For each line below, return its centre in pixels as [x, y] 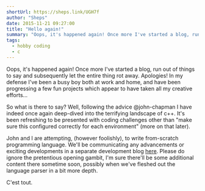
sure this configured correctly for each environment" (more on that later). [98, 126]
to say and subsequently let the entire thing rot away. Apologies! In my [95, 75]
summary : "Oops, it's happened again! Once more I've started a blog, [98, 35]
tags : [13, 40]
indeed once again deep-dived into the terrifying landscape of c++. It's [95, 113]
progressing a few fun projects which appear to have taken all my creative [99, 88]
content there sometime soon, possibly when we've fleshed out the [91, 164]
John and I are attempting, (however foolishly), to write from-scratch [92, 138]
